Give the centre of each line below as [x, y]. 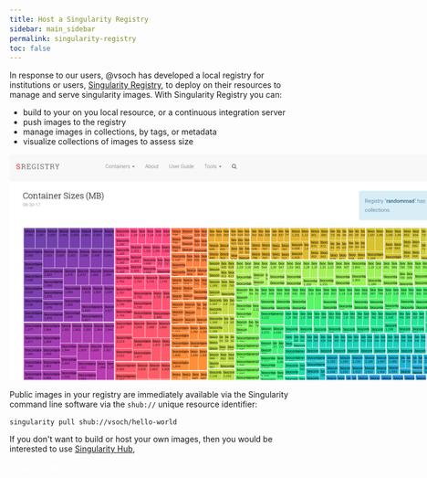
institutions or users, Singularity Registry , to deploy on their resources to [146, 85]
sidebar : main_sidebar [52, 29]
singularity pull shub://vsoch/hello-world [94, 422]
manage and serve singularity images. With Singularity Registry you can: [146, 95]
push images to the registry [74, 122]
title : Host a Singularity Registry [79, 19]
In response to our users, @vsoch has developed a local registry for [137, 75]
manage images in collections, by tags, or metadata [120, 132]
